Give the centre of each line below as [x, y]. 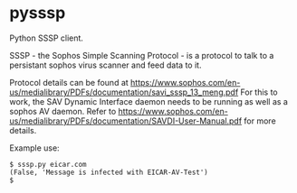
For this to [259, 92]
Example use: [35, 148]
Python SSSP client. [47, 38]
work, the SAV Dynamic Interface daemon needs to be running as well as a [148, 101]
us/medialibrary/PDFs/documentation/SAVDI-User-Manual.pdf [126, 121]
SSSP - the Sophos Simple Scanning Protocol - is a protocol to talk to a [142, 55]
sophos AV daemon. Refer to [63, 111]
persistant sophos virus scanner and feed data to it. [105, 65]
